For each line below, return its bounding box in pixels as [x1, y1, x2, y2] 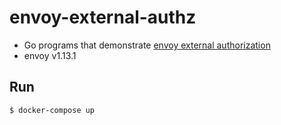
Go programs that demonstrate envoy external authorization [23, 39, 271, 51]
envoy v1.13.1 [23, 49, 77, 61]
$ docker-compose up [9, 105, 96, 115]
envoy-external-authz [9, 6, 197, 29]
